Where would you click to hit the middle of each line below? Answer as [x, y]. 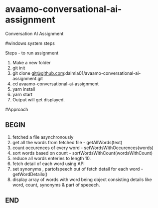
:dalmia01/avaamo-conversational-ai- [102, 73]
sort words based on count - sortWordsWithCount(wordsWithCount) [82, 153]
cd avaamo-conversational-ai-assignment [55, 84]
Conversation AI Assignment [34, 33]
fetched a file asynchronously [43, 137]
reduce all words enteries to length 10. [52, 158]
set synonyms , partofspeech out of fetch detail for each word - [78, 169]
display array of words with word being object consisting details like [82, 179]
